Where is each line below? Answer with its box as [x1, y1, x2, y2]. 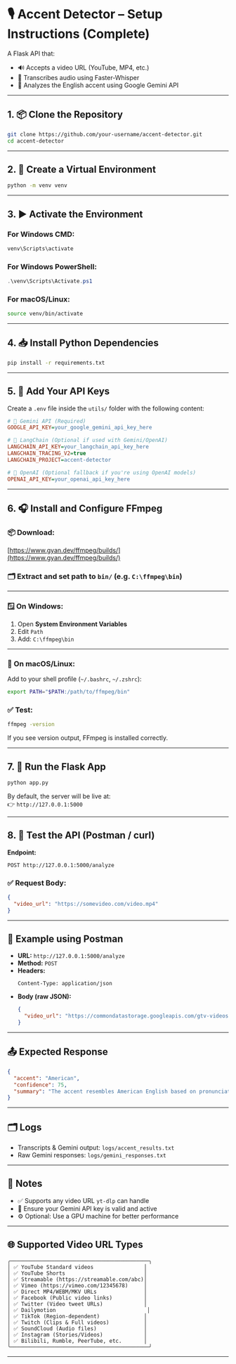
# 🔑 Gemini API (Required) [7, 417, 86, 424]
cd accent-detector [7, 137, 65, 145]
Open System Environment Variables [17, 620, 128, 628]
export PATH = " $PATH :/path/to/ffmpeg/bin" [7, 689, 131, 696]
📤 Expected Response [7, 1046, 109, 1058]
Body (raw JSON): [17, 992, 72, 1001]
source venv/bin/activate [7, 311, 83, 318]
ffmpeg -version [7, 721, 55, 728]
